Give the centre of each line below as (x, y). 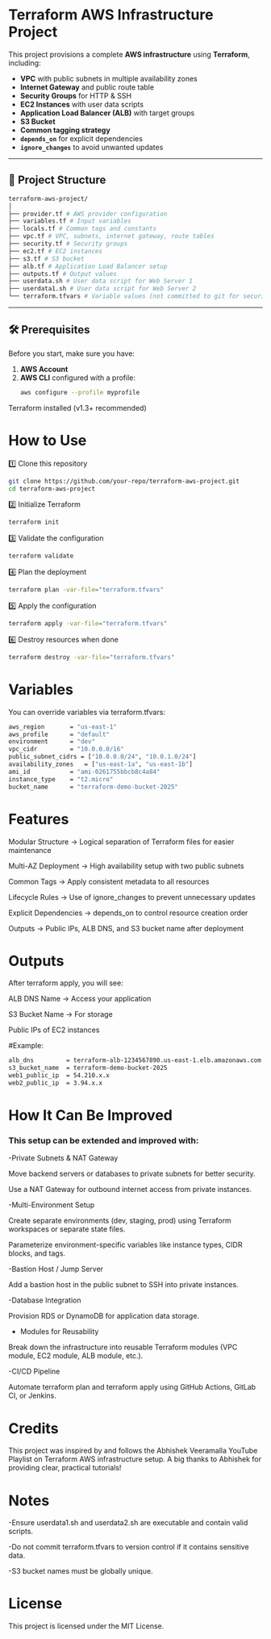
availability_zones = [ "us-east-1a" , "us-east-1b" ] (101, 764)
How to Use (48, 440)
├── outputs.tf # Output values (63, 274)
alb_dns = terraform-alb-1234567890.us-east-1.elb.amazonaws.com (135, 1060)
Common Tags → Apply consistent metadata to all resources (109, 881)
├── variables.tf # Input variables (70, 221)
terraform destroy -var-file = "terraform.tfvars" (92, 657)
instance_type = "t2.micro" (61, 779)
